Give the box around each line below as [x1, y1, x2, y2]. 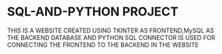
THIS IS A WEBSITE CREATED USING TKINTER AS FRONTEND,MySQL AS [7, 26, 214, 34]
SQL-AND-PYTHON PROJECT [7, 4, 179, 20]
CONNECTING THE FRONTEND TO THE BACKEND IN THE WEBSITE [7, 40, 199, 49]
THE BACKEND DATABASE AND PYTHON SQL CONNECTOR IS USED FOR [7, 33, 216, 41]
